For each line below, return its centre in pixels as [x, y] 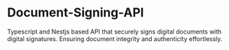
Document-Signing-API [76, 13]
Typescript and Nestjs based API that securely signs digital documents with [114, 32]
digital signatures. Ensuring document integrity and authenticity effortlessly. [115, 38]
